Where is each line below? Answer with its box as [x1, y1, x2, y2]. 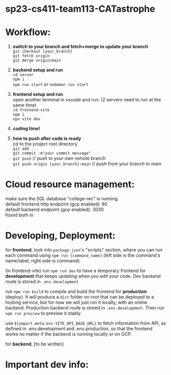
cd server [12, 72, 34, 77]
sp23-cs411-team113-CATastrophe [5, 3, 156, 15]
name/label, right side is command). [5, 258, 81, 264]
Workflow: [5, 27, 51, 38]
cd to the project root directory [12, 141, 78, 147]
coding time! [12, 126, 40, 132]
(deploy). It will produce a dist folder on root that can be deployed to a [5, 294, 154, 300]
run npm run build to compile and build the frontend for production [5, 288, 147, 295]
